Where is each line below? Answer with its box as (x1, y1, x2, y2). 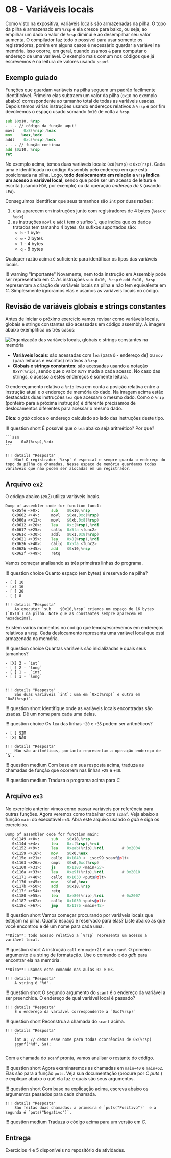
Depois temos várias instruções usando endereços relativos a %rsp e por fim (5, 103, 166, 109)
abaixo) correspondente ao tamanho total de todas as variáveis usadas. (5, 98, 156, 104)
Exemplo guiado (5, 73, 58, 82)
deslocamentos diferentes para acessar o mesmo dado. (5, 405, 123, 411)
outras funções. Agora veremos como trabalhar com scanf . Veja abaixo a (5, 811, 159, 817)
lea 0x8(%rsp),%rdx (5, 439, 54, 444)
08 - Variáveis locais (5, 4, 94, 15)
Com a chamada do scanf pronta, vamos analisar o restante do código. (5, 1055, 155, 1061)
